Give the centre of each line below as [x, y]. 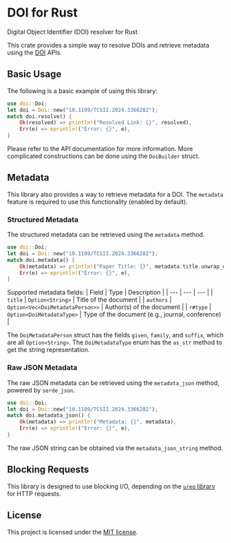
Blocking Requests [48, 470]
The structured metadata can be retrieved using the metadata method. [106, 235]
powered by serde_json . [41, 390]
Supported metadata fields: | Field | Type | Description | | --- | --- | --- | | [110, 293]
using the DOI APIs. [35, 52]
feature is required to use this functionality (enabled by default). [97, 201]
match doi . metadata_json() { [49, 415]
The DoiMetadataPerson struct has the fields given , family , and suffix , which [115, 335]
